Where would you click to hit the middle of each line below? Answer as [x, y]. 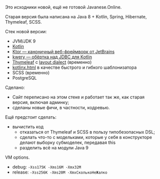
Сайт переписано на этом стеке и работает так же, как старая [78, 97]
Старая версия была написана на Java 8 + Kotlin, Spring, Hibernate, [76, 17]
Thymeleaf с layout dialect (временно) [52, 62]
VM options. [18, 157]
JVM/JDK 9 [24, 41]
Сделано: [15, 88]
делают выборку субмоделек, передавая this [68, 142]
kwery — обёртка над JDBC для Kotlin [52, 57]
